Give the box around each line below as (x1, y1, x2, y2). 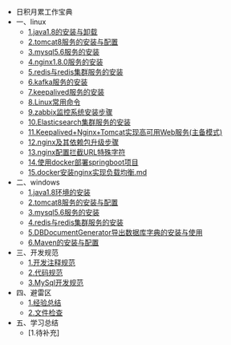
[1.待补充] (27, 328, 60, 337)
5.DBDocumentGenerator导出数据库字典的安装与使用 (27, 228, 203, 237)
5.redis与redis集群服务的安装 (27, 67, 124, 76)
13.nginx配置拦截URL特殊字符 (27, 148, 126, 156)
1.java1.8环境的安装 (27, 188, 91, 197)
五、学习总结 (15, 318, 59, 327)
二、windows (15, 177, 60, 187)
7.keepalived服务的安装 (27, 87, 105, 96)
